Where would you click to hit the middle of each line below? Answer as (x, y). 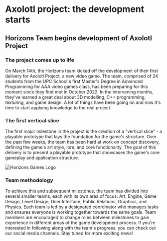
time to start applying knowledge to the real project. (58, 107)
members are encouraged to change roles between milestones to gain (77, 218)
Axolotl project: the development (75, 9)
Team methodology (29, 180)
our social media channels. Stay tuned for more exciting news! (69, 233)
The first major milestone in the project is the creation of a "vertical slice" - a (84, 131)
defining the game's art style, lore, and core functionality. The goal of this (81, 147)
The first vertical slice (32, 120)
